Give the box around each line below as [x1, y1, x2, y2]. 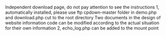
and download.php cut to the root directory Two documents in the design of [5, 15, 161, 20]
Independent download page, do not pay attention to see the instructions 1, [5, 4, 160, 10]
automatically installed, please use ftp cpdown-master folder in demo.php [5, 9, 157, 15]
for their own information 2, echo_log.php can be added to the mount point [5, 25, 159, 31]
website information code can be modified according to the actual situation [5, 20, 160, 26]
